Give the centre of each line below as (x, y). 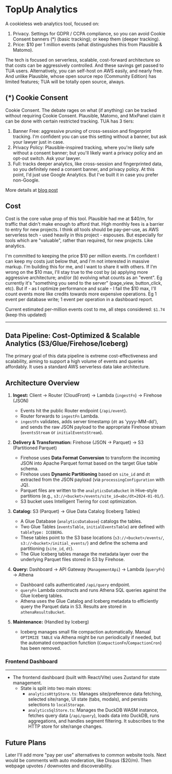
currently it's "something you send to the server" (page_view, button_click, (84, 283)
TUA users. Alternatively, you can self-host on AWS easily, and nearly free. (84, 71)
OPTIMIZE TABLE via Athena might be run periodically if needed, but (91, 638)
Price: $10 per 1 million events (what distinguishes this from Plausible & (87, 44)
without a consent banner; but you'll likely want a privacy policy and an (88, 153)
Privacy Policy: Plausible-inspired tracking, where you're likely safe (83, 147)
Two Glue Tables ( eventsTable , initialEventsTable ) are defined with (92, 527)
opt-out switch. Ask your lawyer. (47, 158)
